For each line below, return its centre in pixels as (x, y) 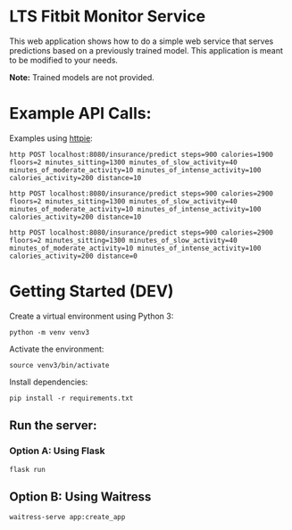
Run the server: (53, 426)
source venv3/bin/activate (59, 365)
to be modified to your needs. (64, 60)
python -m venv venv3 (50, 332)
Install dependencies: (49, 382)
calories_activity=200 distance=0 (74, 256)
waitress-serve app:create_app (67, 518)
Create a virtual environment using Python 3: (92, 316)
